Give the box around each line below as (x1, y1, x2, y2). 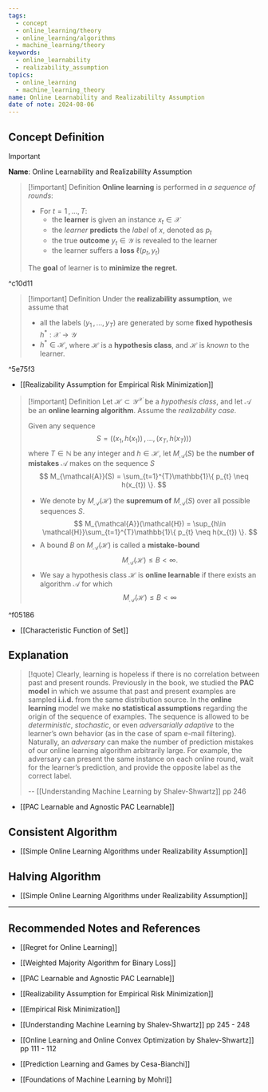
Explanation (8, 648, 69, 662)
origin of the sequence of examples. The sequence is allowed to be (27, 712, 250, 722)
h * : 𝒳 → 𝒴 (39, 328, 77, 339)
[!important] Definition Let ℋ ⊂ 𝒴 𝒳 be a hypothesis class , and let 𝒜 (27, 396, 252, 406)
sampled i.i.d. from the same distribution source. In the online (27, 695, 232, 704)
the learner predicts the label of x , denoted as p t (51, 225, 212, 236)
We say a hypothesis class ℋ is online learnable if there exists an (39, 570, 257, 579)
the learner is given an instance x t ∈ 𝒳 (51, 215, 181, 226)
